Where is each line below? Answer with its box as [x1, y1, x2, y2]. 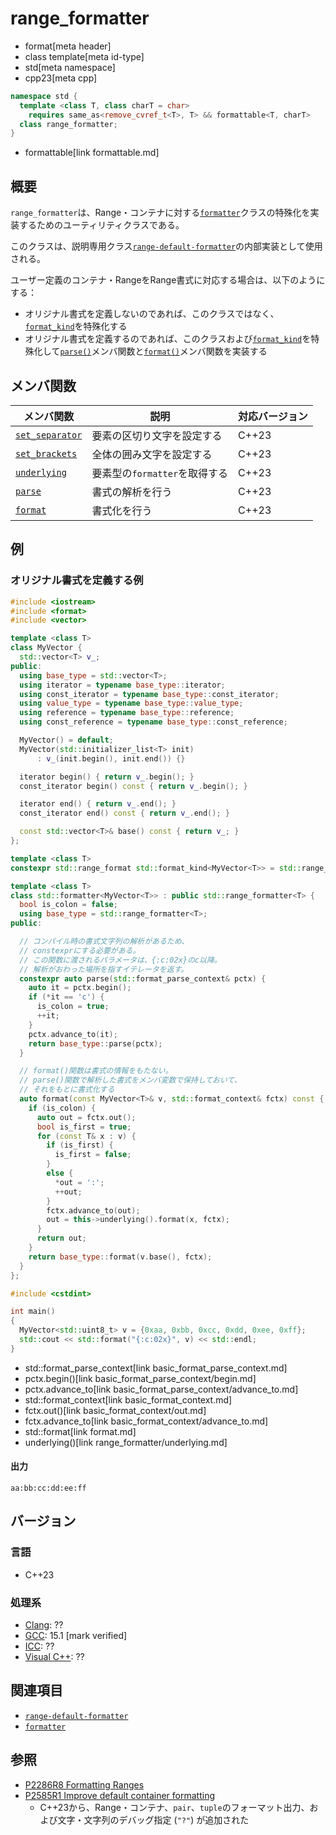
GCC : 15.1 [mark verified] [24, 1629, 128, 1641]
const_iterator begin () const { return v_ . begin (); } [19, 781, 248, 791]
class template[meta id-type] [24, 50, 145, 62]
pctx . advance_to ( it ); [28, 1029, 118, 1039]
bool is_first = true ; [36, 1122, 132, 1132]
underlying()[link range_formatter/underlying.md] [24, 1436, 228, 1448]
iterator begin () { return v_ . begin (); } [19, 772, 195, 782]
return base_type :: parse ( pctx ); [28, 1038, 163, 1049]
